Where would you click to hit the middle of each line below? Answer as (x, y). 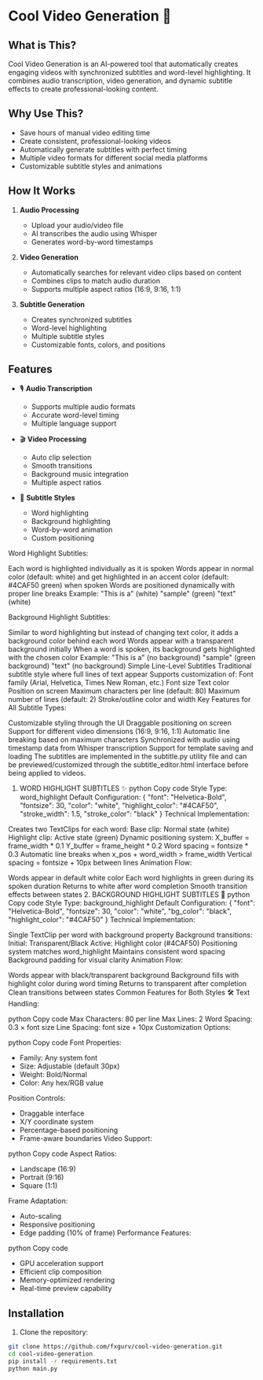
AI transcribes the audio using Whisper (94, 233)
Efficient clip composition (60, 1272)
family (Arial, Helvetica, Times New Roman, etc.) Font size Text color (119, 683)
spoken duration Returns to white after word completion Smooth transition (128, 886)
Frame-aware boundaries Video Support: (86, 1138)
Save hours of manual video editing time (85, 132)
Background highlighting (71, 522)
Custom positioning (63, 538)
